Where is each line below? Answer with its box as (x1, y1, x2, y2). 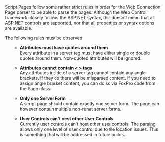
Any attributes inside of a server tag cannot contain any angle (19, 70, 146, 76)
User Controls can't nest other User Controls (19, 116, 114, 121)
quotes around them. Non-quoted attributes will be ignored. (19, 55, 142, 61)
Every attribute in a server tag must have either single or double (19, 50, 150, 56)
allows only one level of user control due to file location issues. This (19, 126, 158, 132)
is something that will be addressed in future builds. (19, 132, 125, 137)
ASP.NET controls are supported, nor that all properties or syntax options (5, 20, 155, 26)
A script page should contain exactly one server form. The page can (19, 101, 160, 106)
